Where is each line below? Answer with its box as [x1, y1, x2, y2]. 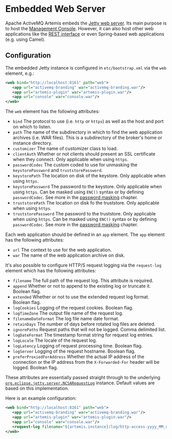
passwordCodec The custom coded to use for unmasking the [12, 162, 138, 168]
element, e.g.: [5, 70, 34, 76]
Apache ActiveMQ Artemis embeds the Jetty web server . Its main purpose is [5, 20, 167, 26]
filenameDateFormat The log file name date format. [12, 316, 119, 322]
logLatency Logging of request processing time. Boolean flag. [12, 343, 143, 349]
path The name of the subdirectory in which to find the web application [12, 129, 163, 136]
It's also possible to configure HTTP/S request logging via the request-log [5, 262, 162, 269]
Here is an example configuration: [5, 395, 77, 402]
